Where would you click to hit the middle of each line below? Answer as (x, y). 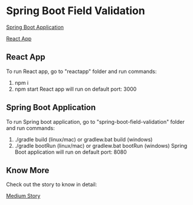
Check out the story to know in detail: (52, 184)
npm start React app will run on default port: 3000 (76, 89)
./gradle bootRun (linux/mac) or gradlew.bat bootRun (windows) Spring (101, 146)
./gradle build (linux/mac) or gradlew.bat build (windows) (84, 139)
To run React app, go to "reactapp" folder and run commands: (81, 71)
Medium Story (23, 196)
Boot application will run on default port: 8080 (71, 152)
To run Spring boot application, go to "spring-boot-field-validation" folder (95, 121)
